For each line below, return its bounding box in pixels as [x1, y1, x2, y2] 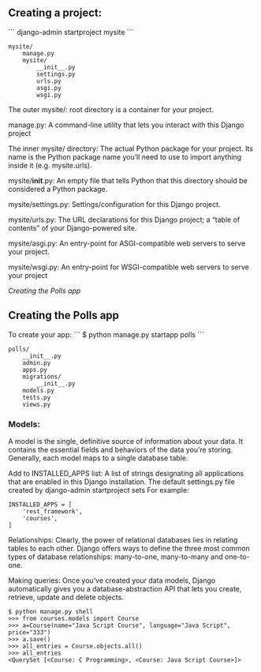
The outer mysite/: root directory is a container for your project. [8, 104, 214, 114]
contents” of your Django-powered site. [8, 223, 137, 232]
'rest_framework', [22, 507, 83, 516]
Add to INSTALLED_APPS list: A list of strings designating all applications [8, 468, 244, 478]
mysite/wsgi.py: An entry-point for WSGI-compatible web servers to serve [8, 262, 250, 272]
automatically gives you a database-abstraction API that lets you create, [8, 584, 242, 593]
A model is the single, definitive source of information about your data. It [8, 436, 244, 445]
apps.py [22, 366, 47, 374]
